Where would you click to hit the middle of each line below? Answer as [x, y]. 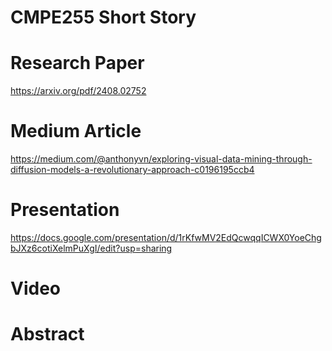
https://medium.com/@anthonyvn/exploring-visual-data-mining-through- [161, 159]
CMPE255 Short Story [103, 17]
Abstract [47, 334]
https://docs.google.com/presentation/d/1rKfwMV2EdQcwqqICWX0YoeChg [166, 237]
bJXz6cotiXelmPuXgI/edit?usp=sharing [91, 248]
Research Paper [77, 63]
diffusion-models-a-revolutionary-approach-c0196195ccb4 [132, 170]
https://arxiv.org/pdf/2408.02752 [78, 91]
